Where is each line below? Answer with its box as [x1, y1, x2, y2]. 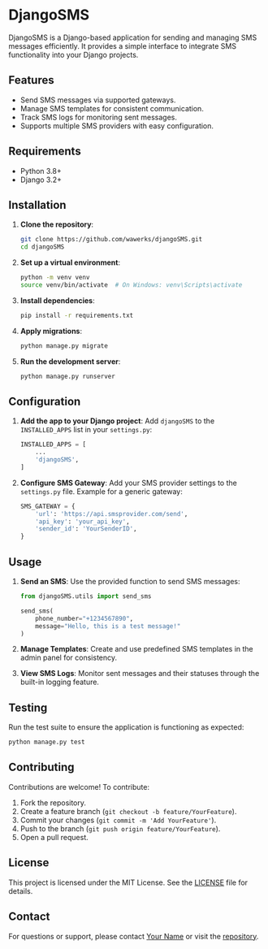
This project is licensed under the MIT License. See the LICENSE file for [8, 877, 249, 887]
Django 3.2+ [19, 175, 63, 184]
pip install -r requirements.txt [19, 311, 134, 319]
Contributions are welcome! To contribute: [8, 782, 150, 791]
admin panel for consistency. [19, 652, 118, 663]
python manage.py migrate [19, 341, 108, 350]
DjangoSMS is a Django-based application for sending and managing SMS [8, 32, 257, 42]
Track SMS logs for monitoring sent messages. [19, 112, 177, 122]
